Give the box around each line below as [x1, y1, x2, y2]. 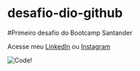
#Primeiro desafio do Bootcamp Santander [7, 28, 133, 37]
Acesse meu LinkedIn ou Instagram [7, 42, 111, 50]
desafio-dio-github [7, 5, 123, 21]
